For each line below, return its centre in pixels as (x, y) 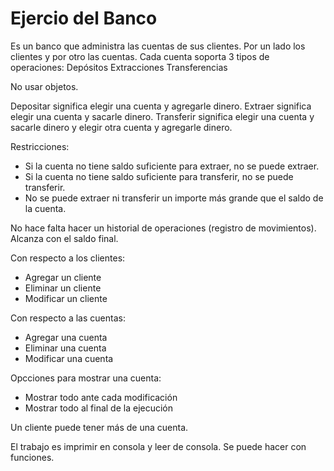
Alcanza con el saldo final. (64, 238)
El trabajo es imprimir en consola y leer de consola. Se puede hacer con (158, 446)
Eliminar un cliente (63, 288)
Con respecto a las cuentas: (68, 318)
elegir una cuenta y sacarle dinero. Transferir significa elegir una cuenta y (162, 116)
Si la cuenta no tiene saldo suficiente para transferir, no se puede (159, 176)
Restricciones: (40, 146)
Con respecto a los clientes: (68, 258)
